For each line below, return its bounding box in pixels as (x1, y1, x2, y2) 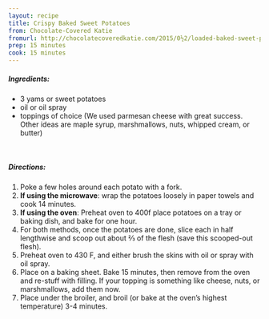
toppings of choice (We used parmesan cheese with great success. (19, 111, 243, 120)
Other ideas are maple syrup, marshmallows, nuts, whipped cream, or (19, 119, 251, 129)
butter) (19, 127, 43, 137)
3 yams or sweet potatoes (19, 94, 106, 103)
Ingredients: (8, 74, 50, 83)
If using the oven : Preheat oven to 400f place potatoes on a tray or (19, 208, 242, 217)
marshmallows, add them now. (19, 284, 121, 293)
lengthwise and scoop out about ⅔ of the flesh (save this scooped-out (19, 233, 254, 243)
